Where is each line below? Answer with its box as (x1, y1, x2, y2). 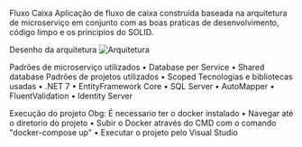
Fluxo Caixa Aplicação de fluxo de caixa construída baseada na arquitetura (9, 8, 288, 18)
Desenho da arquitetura (9, 44, 97, 55)
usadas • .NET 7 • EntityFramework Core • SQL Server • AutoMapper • (9, 81, 275, 91)
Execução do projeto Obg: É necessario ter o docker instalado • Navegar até (9, 108, 294, 118)
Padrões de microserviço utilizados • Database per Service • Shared (9, 62, 265, 72)
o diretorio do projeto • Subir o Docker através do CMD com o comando (9, 117, 277, 128)
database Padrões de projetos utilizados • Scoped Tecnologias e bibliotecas (9, 71, 293, 82)
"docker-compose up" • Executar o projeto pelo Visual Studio (9, 127, 239, 138)
